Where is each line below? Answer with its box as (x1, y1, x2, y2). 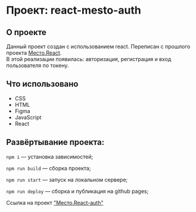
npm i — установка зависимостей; (6, 153, 94, 160)
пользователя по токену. (6, 62, 69, 69)
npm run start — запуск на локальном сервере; (6, 176, 128, 183)
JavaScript (14, 113, 42, 121)
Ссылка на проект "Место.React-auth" (6, 199, 104, 206)
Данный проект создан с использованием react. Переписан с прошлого (6, 43, 191, 50)
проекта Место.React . (6, 49, 62, 56)
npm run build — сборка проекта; (6, 164, 91, 172)
